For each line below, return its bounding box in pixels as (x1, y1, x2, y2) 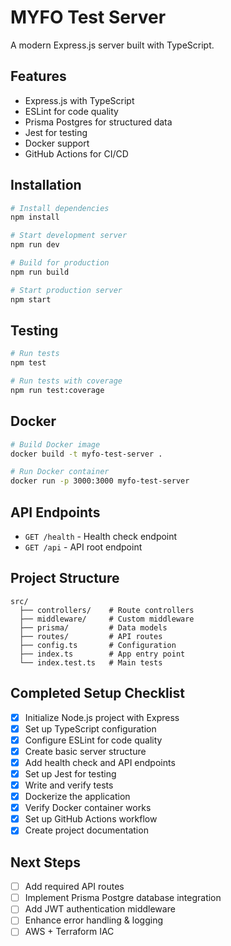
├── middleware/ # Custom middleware (19, 614, 195, 624)
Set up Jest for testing (24, 767, 117, 780)
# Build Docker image (10, 439, 101, 450)
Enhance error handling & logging (24, 914, 163, 926)
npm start (10, 294, 52, 305)
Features (10, 68, 67, 85)
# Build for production (10, 258, 110, 268)
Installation (10, 177, 82, 194)
